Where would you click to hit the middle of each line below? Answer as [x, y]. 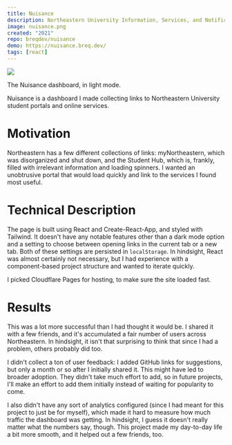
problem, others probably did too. [55, 348]
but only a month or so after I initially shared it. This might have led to [105, 369]
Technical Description [71, 210]
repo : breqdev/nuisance [41, 39]
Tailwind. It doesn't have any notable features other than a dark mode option [116, 237]
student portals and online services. [58, 105]
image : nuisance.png [37, 26]
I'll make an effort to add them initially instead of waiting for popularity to [110, 384]
